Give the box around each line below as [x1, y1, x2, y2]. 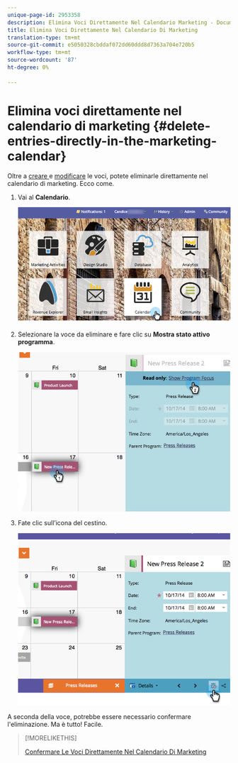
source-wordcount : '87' [7, 57, 78, 64]
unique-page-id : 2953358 [7, 11, 81, 18]
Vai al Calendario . [17, 192, 71, 202]
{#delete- [152, 118, 211, 134]
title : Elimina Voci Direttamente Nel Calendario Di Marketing [7, 26, 198, 33]
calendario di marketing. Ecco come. [7, 179, 115, 187]
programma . [17, 338, 55, 346]
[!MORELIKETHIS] [24, 734, 77, 742]
